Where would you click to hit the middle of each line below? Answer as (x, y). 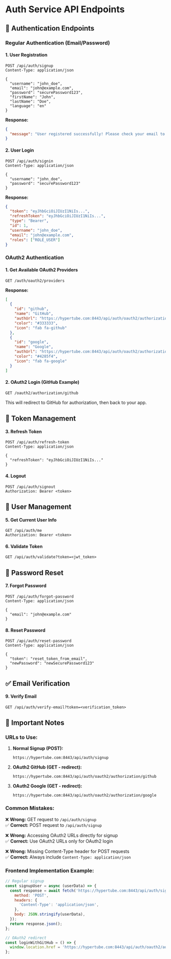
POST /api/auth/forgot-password (39, 596)
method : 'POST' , (32, 895)
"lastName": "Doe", (31, 101)
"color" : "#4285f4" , (36, 356)
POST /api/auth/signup (29, 66)
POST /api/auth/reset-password (38, 641)
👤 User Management (38, 507)
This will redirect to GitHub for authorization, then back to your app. (76, 402)
